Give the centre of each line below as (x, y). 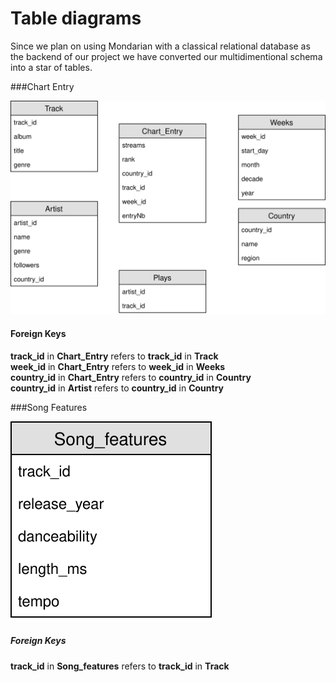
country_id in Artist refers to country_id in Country (117, 388)
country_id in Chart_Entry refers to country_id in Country (131, 377)
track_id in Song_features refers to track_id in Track (120, 666)
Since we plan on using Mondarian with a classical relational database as (160, 46)
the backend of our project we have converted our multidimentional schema (166, 56)
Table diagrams (76, 18)
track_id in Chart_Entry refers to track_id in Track (114, 356)
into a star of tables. (51, 67)
